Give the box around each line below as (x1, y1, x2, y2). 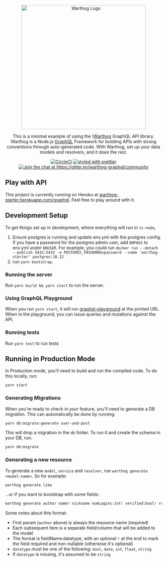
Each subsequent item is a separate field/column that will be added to (12, 525, 156, 531)
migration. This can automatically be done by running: (5, 411, 116, 417)
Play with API (5, 178, 47, 187)
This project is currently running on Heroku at (5, 191, 98, 197)
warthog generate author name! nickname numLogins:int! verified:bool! (5, 501, 157, 506)
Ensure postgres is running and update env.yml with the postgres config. (12, 234, 162, 240)
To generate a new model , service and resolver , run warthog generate (5, 468, 148, 474)
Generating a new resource (5, 456, 72, 463)
